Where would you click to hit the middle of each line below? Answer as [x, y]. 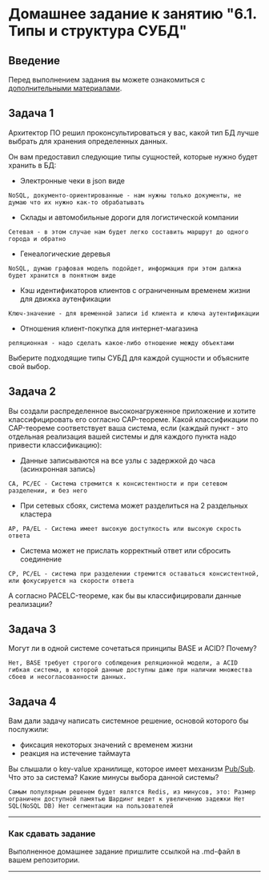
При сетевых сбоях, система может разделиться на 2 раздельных [134, 505]
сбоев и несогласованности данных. [68, 677]
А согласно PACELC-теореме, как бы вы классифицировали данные [125, 595]
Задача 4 [32, 701]
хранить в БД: [32, 165]
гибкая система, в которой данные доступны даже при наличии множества [130, 670]
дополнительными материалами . [65, 88]
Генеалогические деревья [65, 254]
